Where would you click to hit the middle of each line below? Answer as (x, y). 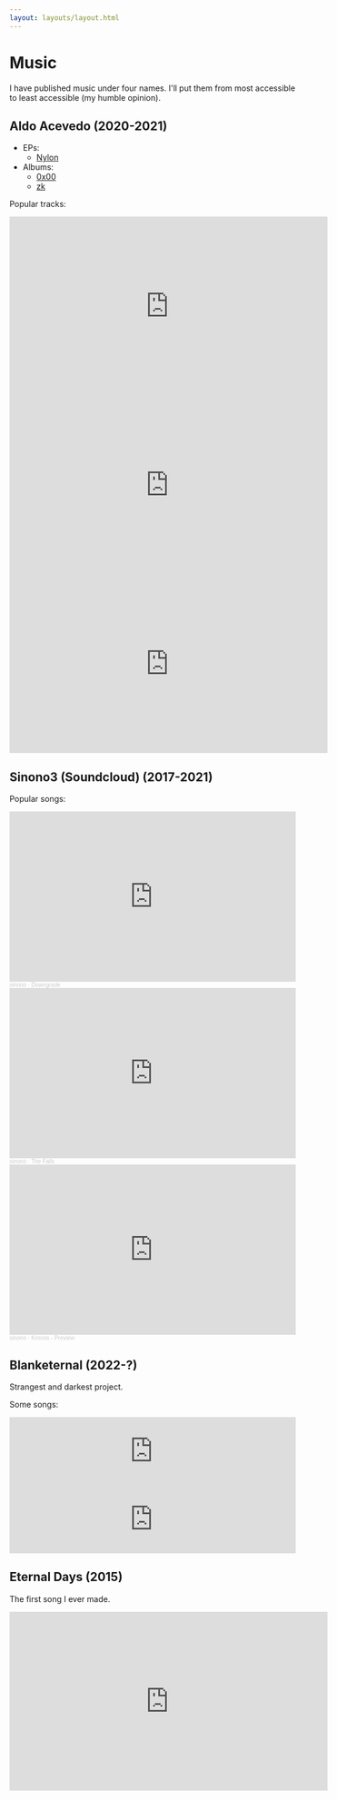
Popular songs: (38, 799)
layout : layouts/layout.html (64, 18)
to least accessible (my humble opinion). (85, 97)
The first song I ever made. (60, 1598)
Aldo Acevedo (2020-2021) (89, 126)
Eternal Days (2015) (66, 1577)
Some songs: (34, 1404)
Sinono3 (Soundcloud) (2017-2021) (111, 777)
